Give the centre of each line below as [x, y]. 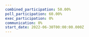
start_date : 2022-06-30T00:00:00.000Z [44, 27]
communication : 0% [24, 23]
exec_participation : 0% [29, 18]
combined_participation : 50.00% [38, 9]
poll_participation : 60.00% [34, 14]
